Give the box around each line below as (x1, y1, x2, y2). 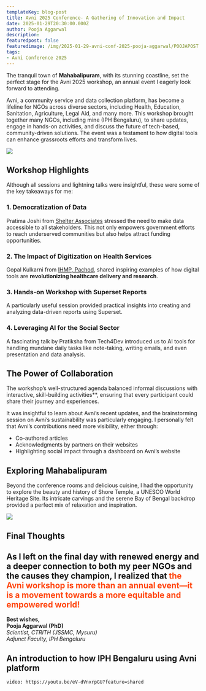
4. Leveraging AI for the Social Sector (6, 324, 120, 332)
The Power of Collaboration (6, 369, 113, 379)
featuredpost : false (6, 37, 59, 44)
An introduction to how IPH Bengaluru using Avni (6, 653, 197, 663)
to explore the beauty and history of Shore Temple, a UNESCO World (6, 488, 180, 496)
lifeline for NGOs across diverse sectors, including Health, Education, (6, 103, 181, 111)
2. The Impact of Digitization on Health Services (6, 252, 152, 260)
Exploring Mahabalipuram (6, 465, 107, 476)
